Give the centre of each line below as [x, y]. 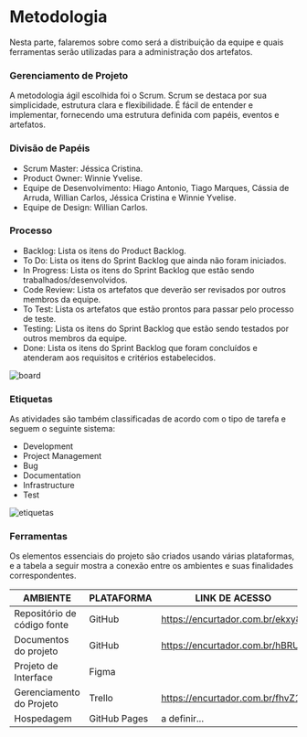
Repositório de [45, 614]
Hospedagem [43, 719]
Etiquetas [31, 399]
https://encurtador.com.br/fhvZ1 [231, 699]
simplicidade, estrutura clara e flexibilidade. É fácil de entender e [132, 105]
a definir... [182, 719]
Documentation [52, 475]
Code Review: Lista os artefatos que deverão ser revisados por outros [154, 289]
